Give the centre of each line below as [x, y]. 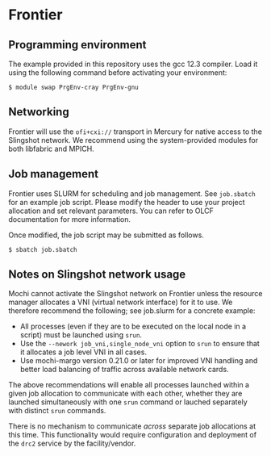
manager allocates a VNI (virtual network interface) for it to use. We [121, 302]
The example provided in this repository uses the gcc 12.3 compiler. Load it [133, 64]
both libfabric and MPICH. [51, 149]
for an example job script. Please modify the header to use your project [127, 202]
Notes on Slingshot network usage [97, 275]
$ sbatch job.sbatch [43, 249]
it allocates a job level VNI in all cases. [83, 352]
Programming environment [77, 45]
